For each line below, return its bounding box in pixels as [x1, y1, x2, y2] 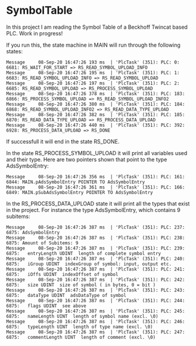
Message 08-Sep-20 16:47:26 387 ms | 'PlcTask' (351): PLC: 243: [6, 287, 185, 293]
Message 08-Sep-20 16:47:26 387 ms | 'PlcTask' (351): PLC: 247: [6, 329, 185, 335]
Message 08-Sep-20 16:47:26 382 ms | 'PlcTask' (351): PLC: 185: [6, 111, 185, 117]
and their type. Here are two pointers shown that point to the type [6, 156, 167, 163]
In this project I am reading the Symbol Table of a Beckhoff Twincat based [6, 23, 188, 31]
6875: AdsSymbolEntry [6, 229, 60, 235]
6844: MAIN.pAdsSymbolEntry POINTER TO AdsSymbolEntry [6, 179, 145, 185]
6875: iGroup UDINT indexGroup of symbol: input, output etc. [6, 261, 172, 267]
